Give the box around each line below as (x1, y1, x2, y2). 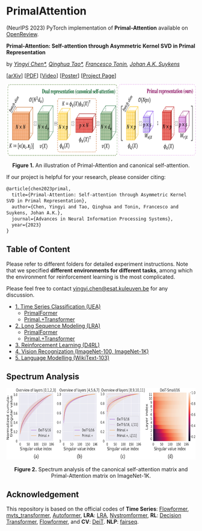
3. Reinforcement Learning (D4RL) (14, 341, 100, 348)
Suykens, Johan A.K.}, (6, 210, 63, 216)
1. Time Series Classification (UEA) (14, 303, 101, 310)
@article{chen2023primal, (6, 186, 71, 192)
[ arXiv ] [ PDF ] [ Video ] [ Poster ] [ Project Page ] (6, 72, 117, 79)
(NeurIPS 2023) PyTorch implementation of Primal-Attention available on (6, 24, 188, 31)
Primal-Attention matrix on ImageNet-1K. (50, 472, 151, 479)
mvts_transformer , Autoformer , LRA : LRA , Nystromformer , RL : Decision (6, 512, 182, 519)
